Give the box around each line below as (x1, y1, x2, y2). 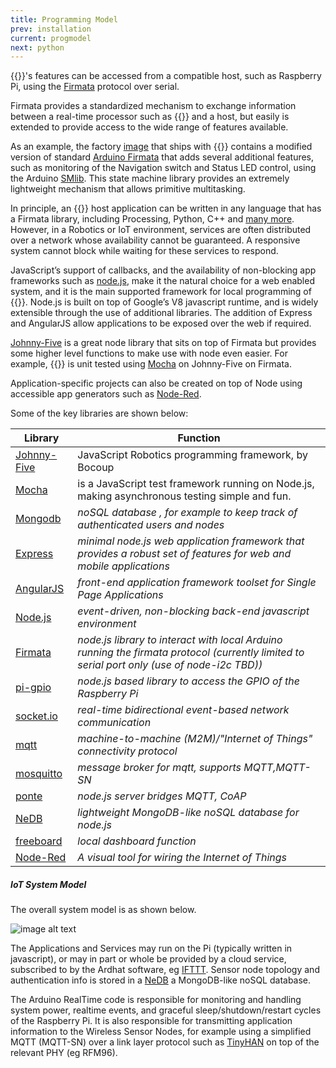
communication (77, 716, 152, 730)
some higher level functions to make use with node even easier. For (10, 347, 288, 360)
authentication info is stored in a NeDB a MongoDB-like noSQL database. (10, 974, 312, 986)
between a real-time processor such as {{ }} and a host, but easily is (10, 111, 290, 123)
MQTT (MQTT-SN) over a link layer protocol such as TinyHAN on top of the (10, 1036, 320, 1048)
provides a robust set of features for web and (77, 547, 292, 561)
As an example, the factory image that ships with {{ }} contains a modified (10, 141, 313, 153)
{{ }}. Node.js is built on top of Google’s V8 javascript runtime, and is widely (10, 296, 319, 308)
